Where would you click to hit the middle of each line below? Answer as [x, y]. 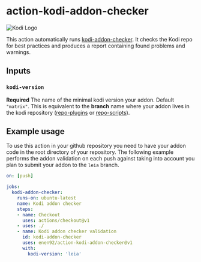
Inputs [19, 71]
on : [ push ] [20, 176]
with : [29, 248]
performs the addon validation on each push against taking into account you [100, 159]
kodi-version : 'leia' [55, 254]
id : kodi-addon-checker [52, 237]
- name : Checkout [39, 215]
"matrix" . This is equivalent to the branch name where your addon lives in [98, 106]
